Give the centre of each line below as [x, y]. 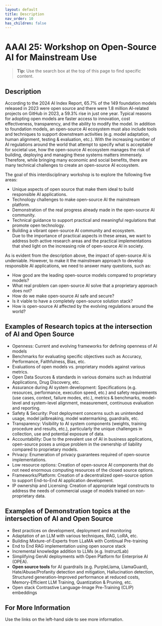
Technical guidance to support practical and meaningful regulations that [84, 220]
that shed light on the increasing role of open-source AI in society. [78, 246]
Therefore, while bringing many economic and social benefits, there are [76, 160]
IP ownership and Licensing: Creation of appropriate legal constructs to [83, 485]
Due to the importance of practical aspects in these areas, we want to [81, 236]
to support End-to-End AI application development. [63, 480]
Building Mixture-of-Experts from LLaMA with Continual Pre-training [80, 541]
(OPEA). [20, 561]
